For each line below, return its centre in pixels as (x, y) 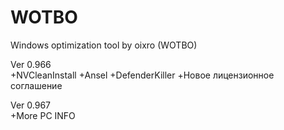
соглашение (36, 85)
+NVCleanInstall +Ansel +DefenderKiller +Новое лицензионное (142, 75)
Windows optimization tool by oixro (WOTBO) (104, 45)
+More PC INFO (43, 115)
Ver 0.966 (31, 64)
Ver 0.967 (31, 105)
